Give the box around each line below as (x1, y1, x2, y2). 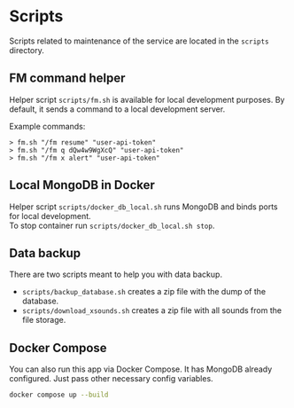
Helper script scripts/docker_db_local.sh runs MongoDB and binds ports (9, 201, 278, 212)
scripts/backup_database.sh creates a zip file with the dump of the (21, 286, 267, 297)
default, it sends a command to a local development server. (9, 104, 226, 114)
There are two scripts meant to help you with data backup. (9, 269, 223, 280)
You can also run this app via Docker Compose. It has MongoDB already (9, 364, 273, 374)
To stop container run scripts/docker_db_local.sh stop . (9, 220, 215, 231)
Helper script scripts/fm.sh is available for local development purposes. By (9, 94, 285, 105)
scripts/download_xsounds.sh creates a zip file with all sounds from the (21, 305, 282, 316)
